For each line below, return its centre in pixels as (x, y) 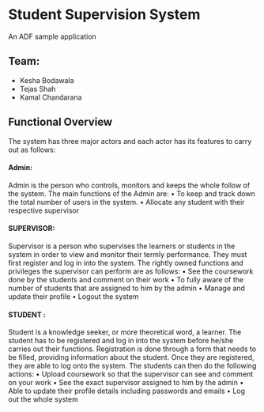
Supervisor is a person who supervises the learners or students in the (122, 246)
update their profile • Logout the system (74, 296)
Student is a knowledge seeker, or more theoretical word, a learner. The (125, 332)
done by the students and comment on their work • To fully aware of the (126, 279)
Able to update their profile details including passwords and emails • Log (127, 391)
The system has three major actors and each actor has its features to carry (130, 141)
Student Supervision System (104, 15)
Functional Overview (60, 122)
